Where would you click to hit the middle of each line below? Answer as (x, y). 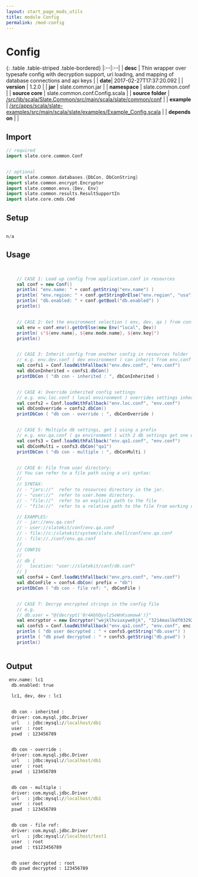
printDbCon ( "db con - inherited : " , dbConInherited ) (88, 376)
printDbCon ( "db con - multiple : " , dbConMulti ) (81, 452)
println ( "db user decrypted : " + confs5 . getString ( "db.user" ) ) (101, 632)
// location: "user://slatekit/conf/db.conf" (76, 566)
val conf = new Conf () (44, 284)
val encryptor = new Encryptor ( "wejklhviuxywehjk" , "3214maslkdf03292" (106, 621)
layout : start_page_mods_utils (44, 12)
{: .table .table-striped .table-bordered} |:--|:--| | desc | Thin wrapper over (96, 68)
